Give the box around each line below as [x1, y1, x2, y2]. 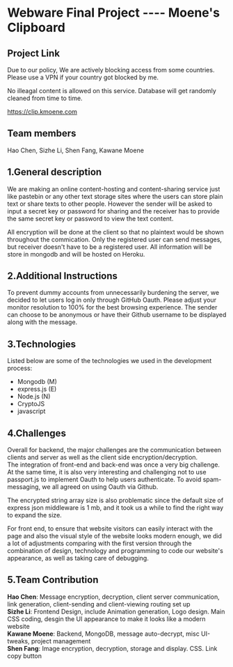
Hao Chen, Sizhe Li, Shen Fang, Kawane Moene [7, 146, 145, 154]
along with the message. [7, 318, 78, 326]
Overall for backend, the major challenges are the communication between [7, 446, 221, 454]
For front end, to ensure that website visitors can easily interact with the [7, 524, 214, 533]
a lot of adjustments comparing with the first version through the [7, 539, 193, 547]
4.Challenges [7, 427, 66, 439]
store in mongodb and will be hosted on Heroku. [7, 250, 145, 258]
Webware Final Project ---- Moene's [7, 5, 220, 21]
